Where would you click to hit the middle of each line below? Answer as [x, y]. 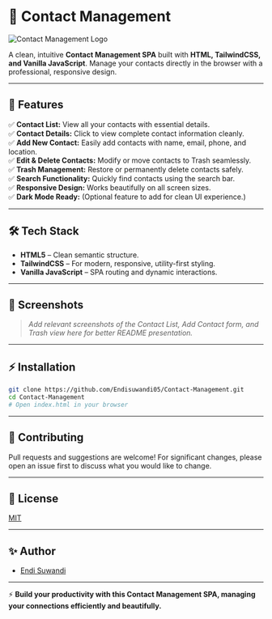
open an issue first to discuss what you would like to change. [110, 465]
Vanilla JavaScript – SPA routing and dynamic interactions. [119, 272]
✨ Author [32, 551]
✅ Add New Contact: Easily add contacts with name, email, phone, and [127, 142]
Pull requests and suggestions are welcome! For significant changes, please [135, 457]
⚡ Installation [42, 367]
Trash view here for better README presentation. [110, 333]
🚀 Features [36, 105]
